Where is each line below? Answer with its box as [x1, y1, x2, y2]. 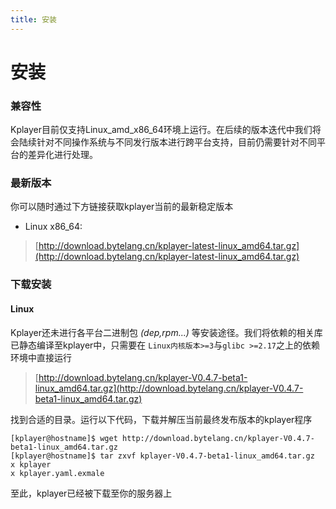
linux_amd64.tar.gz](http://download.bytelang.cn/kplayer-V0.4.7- [34, 382, 304, 394]
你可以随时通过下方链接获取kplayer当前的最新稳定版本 [10, 201, 234, 213]
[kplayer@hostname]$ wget [10, 433, 118, 443]
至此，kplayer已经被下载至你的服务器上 [10, 487, 173, 499]
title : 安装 [10, 14, 57, 25]
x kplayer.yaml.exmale [10, 468, 105, 478]
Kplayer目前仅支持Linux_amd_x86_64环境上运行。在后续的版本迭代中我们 [10, 124, 313, 136]
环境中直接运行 [10, 351, 72, 363]
